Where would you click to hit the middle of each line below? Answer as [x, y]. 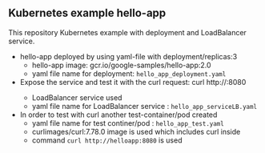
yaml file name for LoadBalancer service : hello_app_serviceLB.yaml [145, 106]
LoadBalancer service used [77, 97]
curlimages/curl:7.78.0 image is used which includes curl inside [136, 131]
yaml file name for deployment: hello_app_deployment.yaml [129, 73]
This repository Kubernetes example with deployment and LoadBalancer [127, 32]
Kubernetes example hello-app [87, 13]
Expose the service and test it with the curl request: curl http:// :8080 [133, 82]
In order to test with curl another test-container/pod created [118, 115]
